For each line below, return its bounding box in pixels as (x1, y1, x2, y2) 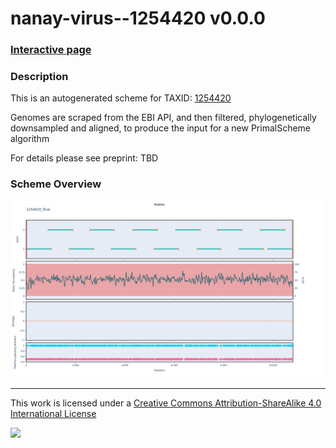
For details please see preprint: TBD (10, 152, 159, 164)
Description (10, 70, 69, 84)
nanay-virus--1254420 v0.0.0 (10, 7, 266, 30)
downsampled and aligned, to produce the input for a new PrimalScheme (10, 122, 312, 134)
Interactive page (10, 43, 92, 57)
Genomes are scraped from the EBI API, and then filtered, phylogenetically (10, 112, 317, 124)
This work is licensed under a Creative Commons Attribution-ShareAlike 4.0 (10, 397, 322, 409)
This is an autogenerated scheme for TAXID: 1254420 (10, 92, 232, 104)
